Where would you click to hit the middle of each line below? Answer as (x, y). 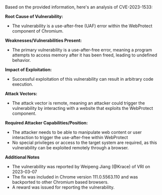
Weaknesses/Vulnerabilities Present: (43, 40)
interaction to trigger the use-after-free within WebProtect (70, 137)
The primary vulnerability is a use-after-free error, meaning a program (82, 50)
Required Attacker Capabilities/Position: (47, 123)
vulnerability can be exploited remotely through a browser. (70, 148)
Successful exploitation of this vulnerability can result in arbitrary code (83, 79)
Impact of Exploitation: (28, 70)
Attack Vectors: (21, 94)
